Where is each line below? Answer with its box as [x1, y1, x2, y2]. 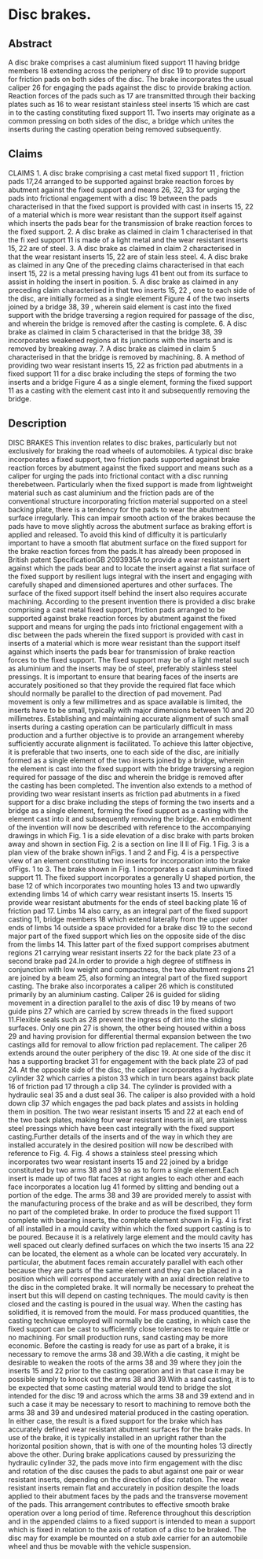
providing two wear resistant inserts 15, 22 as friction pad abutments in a [8, 360, 243, 370]
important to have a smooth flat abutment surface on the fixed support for [8, 538, 247, 548]
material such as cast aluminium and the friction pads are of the [8, 488, 214, 497]
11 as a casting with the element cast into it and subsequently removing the [8, 386, 250, 395]
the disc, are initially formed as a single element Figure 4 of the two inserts [8, 294, 250, 303]
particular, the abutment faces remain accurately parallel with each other [8, 1257, 243, 1266]
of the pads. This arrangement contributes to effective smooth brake [8, 1499, 230, 1509]
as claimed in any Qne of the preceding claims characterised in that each [8, 260, 245, 269]
